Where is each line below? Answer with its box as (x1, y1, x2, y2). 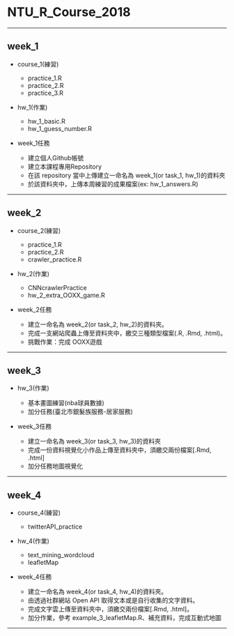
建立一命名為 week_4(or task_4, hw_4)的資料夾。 (27, 587, 168, 596)
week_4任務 (17, 573, 52, 581)
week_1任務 (17, 139, 50, 147)
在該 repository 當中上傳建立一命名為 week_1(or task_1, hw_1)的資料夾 (27, 171, 226, 179)
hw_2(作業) (17, 269, 50, 278)
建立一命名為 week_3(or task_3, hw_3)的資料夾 (27, 437, 162, 446)
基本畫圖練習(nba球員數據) (27, 399, 104, 407)
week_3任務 (17, 423, 52, 431)
